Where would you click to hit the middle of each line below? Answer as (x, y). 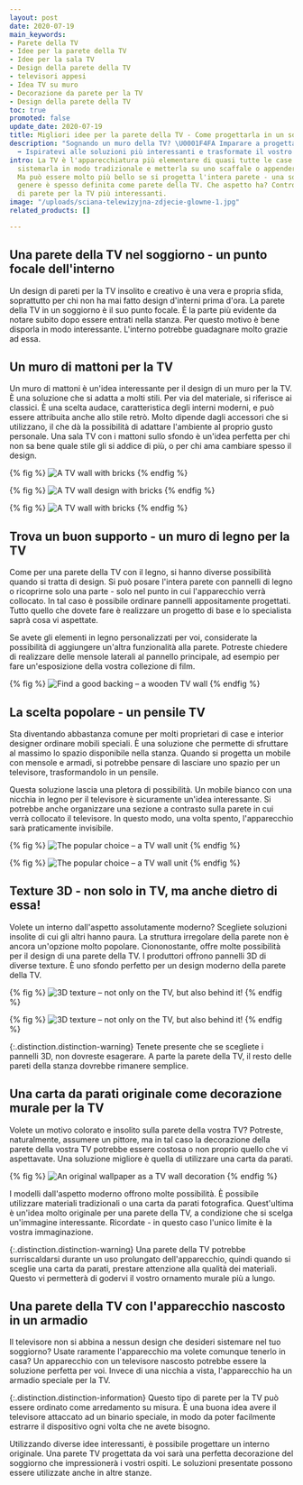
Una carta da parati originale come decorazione (146, 1094)
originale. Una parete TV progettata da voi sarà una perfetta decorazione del (151, 1453)
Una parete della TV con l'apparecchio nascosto (147, 1307)
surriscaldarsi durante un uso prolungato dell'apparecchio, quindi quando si (150, 1259)
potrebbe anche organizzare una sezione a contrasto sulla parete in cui (142, 809)
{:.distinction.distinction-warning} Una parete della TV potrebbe (128, 1249)
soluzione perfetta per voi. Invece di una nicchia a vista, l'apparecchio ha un (151, 1370)
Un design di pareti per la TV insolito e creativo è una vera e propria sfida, (147, 290)
